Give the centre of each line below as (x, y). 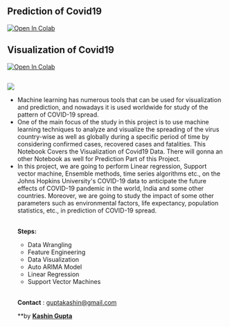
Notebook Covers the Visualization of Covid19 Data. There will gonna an (120, 151)
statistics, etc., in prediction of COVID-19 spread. (87, 210)
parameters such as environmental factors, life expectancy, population (118, 203)
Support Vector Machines (64, 282)
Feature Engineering (56, 252)
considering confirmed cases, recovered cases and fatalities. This (112, 144)
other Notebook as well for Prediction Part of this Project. (99, 159)
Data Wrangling (50, 245)
